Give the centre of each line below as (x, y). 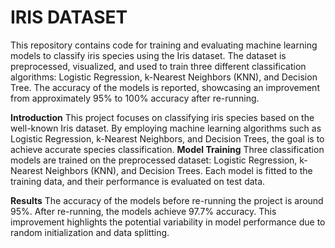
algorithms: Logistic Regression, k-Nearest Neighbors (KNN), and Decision (164, 77)
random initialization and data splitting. (90, 232)
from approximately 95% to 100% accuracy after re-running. (135, 98)
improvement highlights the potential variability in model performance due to (168, 222)
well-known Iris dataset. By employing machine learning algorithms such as (166, 128)
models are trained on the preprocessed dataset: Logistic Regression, (154, 160)
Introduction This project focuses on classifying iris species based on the (162, 117)
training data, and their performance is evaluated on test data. (138, 181)
